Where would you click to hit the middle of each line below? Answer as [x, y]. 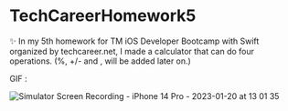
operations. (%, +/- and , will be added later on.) [101, 61]
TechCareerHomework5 [103, 16]
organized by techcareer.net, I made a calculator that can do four [132, 51]
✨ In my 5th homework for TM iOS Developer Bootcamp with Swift [134, 41]
